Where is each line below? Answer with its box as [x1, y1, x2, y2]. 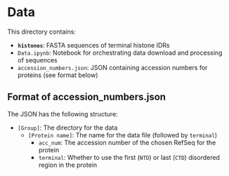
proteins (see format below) [17, 71, 98, 79]
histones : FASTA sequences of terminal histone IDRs [17, 41, 170, 49]
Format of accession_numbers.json [7, 91, 166, 103]
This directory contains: [7, 27, 76, 36]
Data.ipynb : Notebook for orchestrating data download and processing [17, 48, 223, 57]
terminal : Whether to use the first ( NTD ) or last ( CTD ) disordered [38, 153, 220, 161]
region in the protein [38, 161, 98, 169]
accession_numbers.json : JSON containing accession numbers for [17, 63, 208, 72]
